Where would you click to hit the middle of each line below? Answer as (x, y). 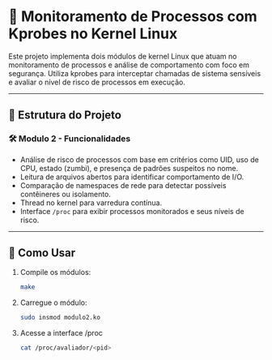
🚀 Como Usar (42, 253)
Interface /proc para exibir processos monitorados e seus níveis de (132, 211)
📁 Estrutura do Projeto (65, 116)
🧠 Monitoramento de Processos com (133, 17)
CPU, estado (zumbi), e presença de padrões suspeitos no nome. (129, 168)
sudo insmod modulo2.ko (60, 318)
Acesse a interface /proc (62, 333)
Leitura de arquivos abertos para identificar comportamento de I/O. (132, 177)
